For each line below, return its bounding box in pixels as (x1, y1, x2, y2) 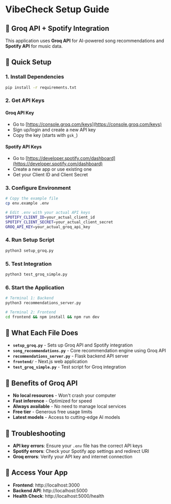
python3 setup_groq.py (5, 248, 54, 253)
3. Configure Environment (5, 184, 71, 191)
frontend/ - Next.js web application (12, 358, 88, 365)
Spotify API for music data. (5, 43, 63, 49)
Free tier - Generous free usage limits (12, 409, 93, 415)
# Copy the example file (5, 196, 58, 201)
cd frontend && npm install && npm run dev (5, 314, 100, 319)
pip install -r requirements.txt (5, 85, 77, 90)
